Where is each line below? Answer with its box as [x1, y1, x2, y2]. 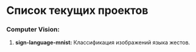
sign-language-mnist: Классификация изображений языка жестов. [15, 39, 191, 46]
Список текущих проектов [6, 4, 149, 18]
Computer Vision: [6, 25, 60, 34]
